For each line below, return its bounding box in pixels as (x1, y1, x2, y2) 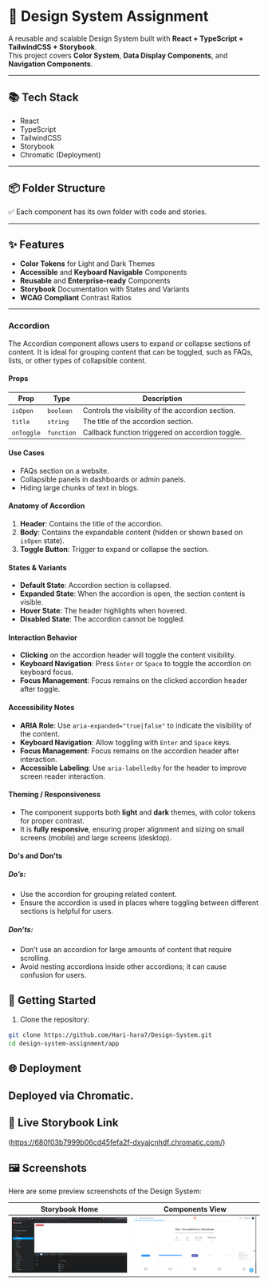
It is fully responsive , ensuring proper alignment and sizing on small (19, 824, 245, 834)
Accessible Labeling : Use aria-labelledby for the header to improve (19, 763, 247, 772)
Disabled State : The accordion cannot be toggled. (19, 614, 186, 624)
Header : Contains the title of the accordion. (19, 519, 164, 529)
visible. (19, 597, 44, 607)
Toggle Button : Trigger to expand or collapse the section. (19, 545, 210, 554)
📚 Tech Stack (8, 91, 79, 105)
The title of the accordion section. (82, 416, 194, 426)
